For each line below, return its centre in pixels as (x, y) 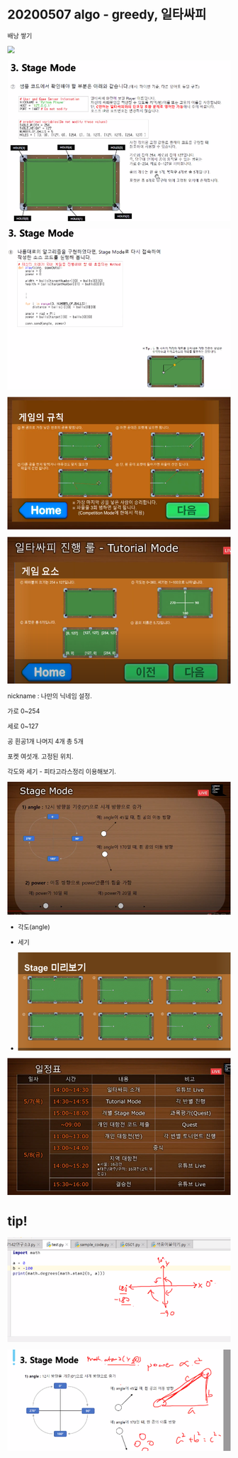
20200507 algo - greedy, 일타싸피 (107, 15)
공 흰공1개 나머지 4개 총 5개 (45, 741)
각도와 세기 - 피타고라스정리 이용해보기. (62, 771)
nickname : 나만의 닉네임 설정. (50, 696)
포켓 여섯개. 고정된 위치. (40, 756)
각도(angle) (34, 927)
